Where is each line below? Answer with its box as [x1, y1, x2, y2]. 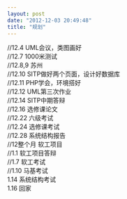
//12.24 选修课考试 [7, 122, 60, 131]
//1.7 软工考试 [7, 158, 46, 166]
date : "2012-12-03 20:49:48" [7, 17, 92, 24]
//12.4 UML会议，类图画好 [7, 44, 82, 52]
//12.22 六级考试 [7, 114, 54, 122]
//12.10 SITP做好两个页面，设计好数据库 [7, 70, 121, 78]
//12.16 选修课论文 [7, 105, 58, 113]
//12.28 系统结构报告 [7, 131, 66, 140]
